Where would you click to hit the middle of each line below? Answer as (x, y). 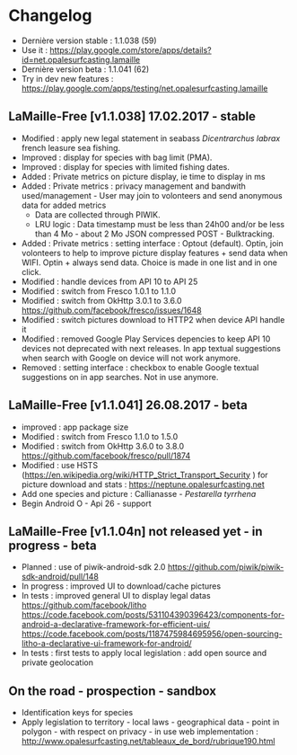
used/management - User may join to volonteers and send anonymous (152, 195)
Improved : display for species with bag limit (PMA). (117, 157)
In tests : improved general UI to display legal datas (116, 596)
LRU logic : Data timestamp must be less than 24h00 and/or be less (159, 224)
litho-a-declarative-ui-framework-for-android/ (106, 644)
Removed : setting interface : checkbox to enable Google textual (140, 367)
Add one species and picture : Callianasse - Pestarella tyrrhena (139, 493)
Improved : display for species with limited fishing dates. (126, 166)
